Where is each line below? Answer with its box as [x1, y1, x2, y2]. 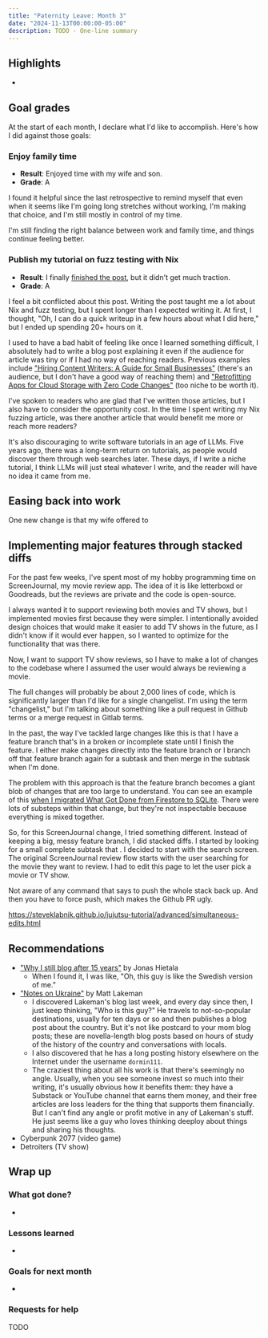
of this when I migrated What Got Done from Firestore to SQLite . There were [8, 795, 259, 805]
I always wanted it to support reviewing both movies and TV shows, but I [8, 605, 248, 614]
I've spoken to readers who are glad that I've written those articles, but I [8, 395, 246, 405]
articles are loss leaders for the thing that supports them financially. [31, 1100, 254, 1109]
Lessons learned [8, 1227, 74, 1239]
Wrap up [8, 1165, 52, 1179]
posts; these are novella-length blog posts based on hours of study [31, 1032, 254, 1041]
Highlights [8, 56, 62, 70]
